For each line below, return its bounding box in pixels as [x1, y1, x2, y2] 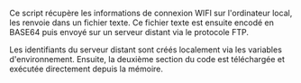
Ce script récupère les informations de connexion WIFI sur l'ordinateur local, [9, 8, 293, 18]
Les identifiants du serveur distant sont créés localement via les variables [9, 44, 282, 55]
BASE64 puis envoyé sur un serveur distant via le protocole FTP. [9, 27, 250, 37]
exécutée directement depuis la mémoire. [9, 63, 164, 74]
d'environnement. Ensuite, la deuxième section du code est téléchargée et [9, 54, 286, 64]
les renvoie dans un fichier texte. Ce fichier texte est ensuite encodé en [9, 17, 275, 28]
